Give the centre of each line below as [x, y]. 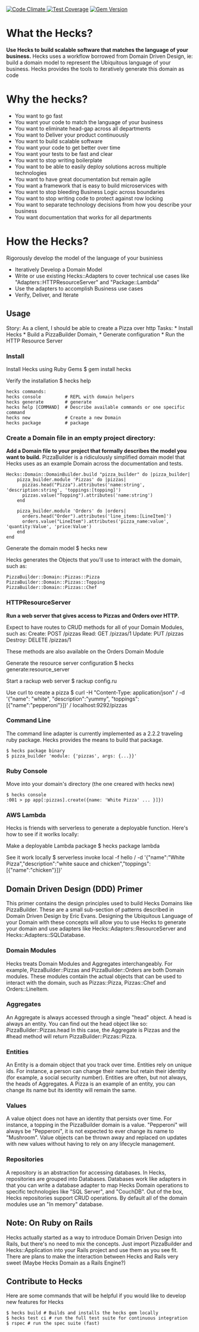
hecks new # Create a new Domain [63, 418]
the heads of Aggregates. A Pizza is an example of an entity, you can [91, 1084]
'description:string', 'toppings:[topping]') [63, 490]
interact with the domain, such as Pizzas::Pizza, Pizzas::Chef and [86, 982]
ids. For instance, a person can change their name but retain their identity [96, 1071]
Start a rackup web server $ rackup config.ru [62, 681]
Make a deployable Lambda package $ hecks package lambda [83, 846]
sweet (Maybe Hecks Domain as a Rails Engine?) [66, 1263]
